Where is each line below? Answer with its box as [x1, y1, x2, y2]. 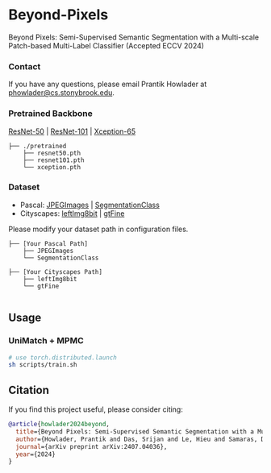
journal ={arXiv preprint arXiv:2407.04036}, [15, 442, 168, 450]
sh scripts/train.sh [8, 361, 78, 369]
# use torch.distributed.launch [8, 353, 117, 362]
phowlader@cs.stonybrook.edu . [8, 88, 115, 98]
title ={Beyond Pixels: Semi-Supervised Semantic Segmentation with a [15, 427, 254, 436]
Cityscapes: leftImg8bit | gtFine [19, 208, 125, 218]
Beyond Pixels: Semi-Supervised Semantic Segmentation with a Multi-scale [8, 32, 260, 42]
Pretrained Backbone [8, 108, 93, 119]
